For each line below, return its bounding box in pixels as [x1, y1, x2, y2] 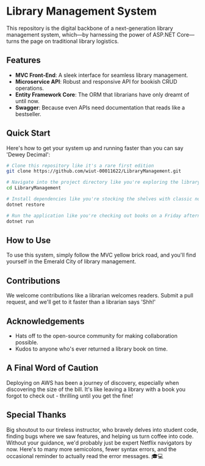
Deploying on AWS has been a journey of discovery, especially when [6, 379, 179, 386]
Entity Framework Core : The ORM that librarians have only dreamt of [15, 90, 190, 98]
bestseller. [15, 110, 41, 117]
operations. [15, 84, 45, 92]
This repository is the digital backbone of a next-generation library [6, 24, 173, 32]
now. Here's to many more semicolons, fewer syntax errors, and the [6, 445, 177, 453]
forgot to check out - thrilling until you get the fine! [6, 392, 134, 399]
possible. [15, 339, 38, 346]
